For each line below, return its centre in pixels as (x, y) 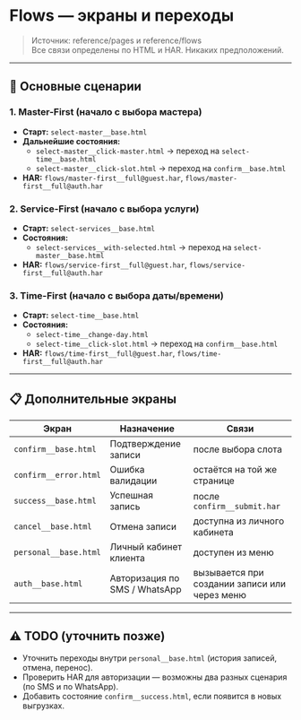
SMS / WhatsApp (146, 590)
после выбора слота (237, 449)
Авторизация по (145, 578)
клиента (128, 559)
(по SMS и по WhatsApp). (70, 686)
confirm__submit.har (236, 507)
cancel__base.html (53, 527)
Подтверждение (145, 444)
